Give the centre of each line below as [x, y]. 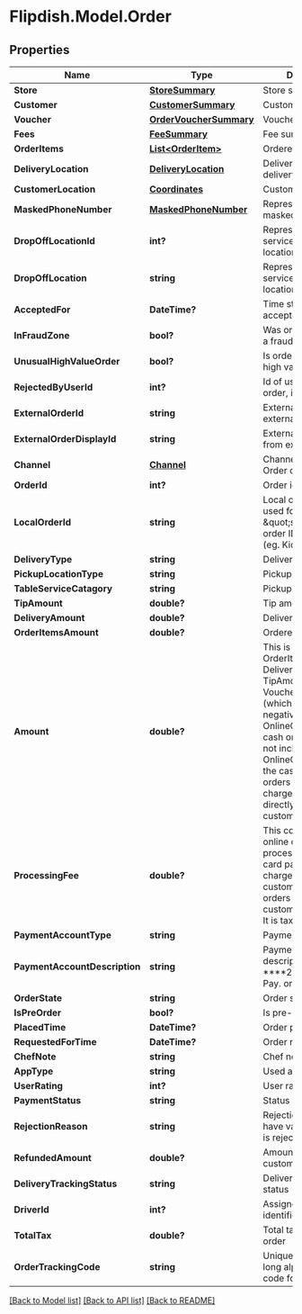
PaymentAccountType [63, 935]
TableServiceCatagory [63, 589]
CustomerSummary [192, 105]
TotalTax [33, 1235]
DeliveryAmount [49, 618]
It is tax [278, 920]
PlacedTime [40, 1027]
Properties [40, 50]
